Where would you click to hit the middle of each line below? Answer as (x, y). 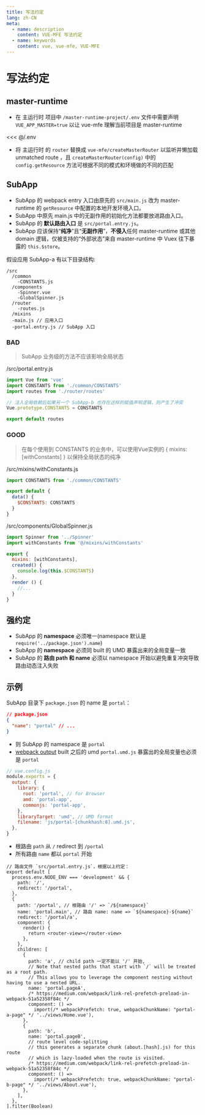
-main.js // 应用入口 (37, 320)
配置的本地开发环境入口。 (112, 208)
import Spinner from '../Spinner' (50, 537)
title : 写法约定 (25, 12)
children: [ (32, 950)
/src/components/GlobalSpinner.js (50, 526)
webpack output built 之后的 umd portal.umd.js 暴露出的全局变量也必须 (106, 752)
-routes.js (31, 308)
